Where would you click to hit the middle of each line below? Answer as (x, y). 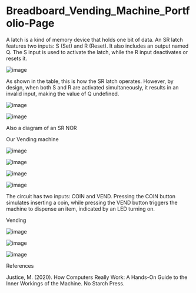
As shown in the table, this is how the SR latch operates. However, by (90, 81)
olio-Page (30, 23)
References (20, 265)
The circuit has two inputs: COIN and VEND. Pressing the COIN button (91, 196)
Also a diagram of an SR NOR (42, 128)
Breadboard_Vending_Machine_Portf (98, 11)
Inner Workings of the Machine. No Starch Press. (65, 283)
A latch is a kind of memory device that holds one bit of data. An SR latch (95, 39)
